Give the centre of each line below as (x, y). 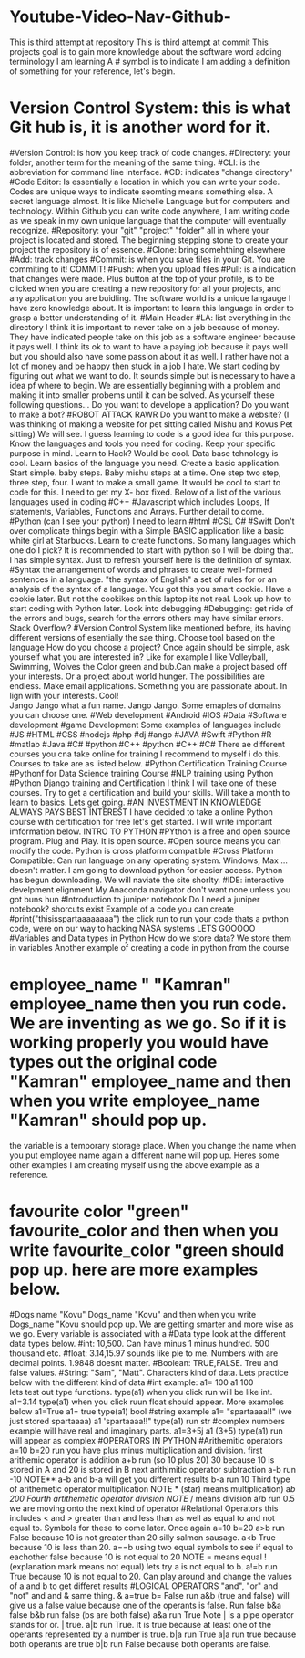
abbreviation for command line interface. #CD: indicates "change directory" (151, 172)
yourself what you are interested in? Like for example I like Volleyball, (139, 657)
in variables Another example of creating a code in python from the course (149, 947)
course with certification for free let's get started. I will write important (141, 821)
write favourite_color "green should (147, 1250)
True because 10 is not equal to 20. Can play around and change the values (151, 1576)
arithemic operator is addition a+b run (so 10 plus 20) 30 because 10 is (142, 1460)
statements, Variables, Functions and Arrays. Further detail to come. (137, 511)
